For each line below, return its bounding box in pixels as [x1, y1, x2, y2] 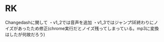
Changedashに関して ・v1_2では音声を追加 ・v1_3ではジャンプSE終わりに [5, 19, 154, 25]
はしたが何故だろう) [5, 31, 46, 37]
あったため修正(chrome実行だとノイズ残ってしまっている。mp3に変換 [18, 25, 159, 31]
